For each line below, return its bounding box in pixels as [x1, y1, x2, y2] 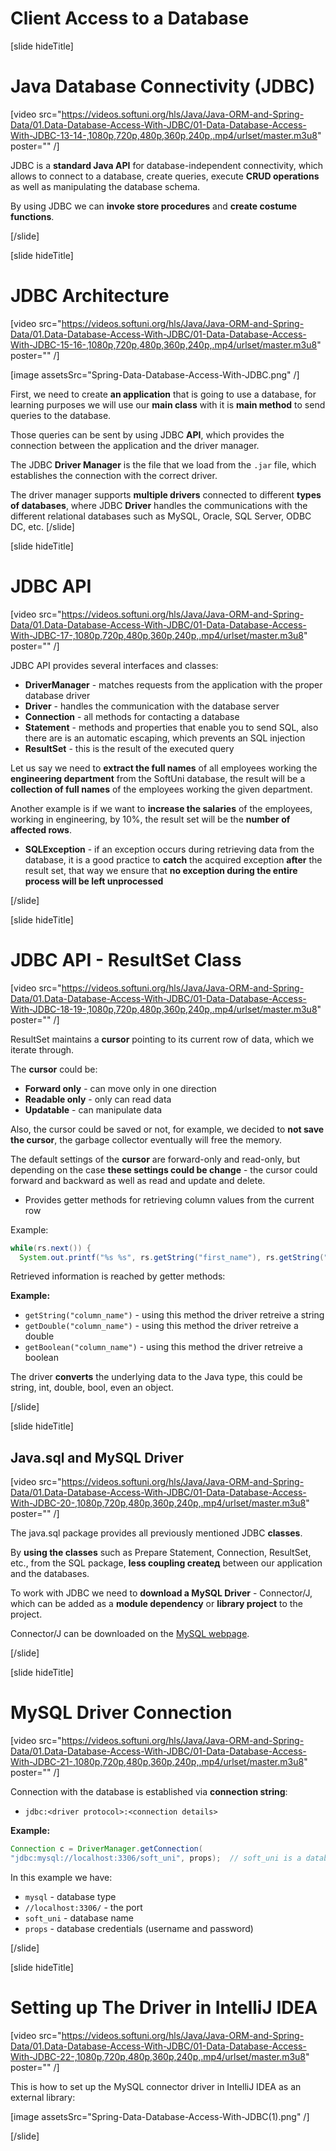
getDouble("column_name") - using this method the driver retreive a [24, 1320, 299, 1332]
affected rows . [10, 823, 72, 836]
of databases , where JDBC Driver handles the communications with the [10, 499, 308, 511]
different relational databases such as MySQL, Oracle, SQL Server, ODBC [10, 510, 312, 522]
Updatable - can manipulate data [24, 1103, 163, 1116]
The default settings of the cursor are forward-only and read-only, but [10, 1153, 301, 1165]
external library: [10, 2091, 76, 2103]
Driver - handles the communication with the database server [24, 700, 280, 712]
